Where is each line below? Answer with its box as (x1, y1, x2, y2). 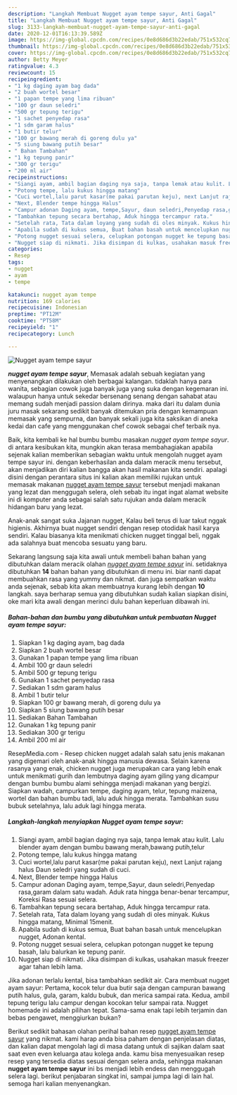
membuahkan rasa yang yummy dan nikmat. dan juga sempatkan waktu (8, 575, 217, 583)
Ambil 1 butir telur (18, 691, 70, 699)
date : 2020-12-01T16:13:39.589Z (8, 30, 103, 37)
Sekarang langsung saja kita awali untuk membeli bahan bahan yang (8, 552, 207, 561)
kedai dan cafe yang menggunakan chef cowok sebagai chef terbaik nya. (8, 421, 221, 430)
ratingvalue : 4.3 (8, 63, 59, 70)
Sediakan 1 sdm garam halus (18, 683, 101, 691)
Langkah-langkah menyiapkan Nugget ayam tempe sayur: (8, 817, 184, 826)
